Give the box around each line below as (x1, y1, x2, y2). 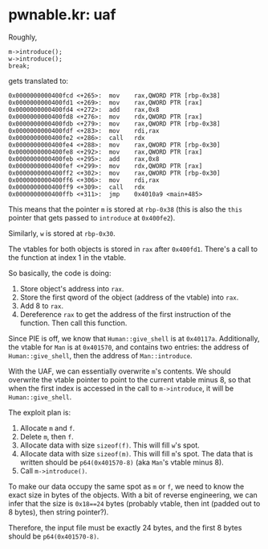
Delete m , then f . (19, 431, 74, 441)
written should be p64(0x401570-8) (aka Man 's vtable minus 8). (19, 457, 225, 467)
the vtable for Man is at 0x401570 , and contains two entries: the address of (8, 342, 250, 352)
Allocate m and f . (19, 423, 75, 432)
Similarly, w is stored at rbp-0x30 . (8, 228, 116, 238)
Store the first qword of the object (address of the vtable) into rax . (19, 292, 239, 302)
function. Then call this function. (19, 318, 128, 328)
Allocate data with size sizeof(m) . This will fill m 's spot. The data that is (19, 448, 254, 458)
